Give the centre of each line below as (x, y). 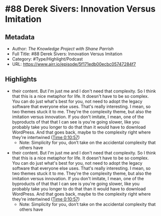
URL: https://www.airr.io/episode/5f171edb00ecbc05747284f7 (74, 64)
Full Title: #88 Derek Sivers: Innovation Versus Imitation (67, 54)
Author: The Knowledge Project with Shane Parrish (63, 49)
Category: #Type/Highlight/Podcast (47, 59)
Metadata (20, 37)
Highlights (21, 79)
